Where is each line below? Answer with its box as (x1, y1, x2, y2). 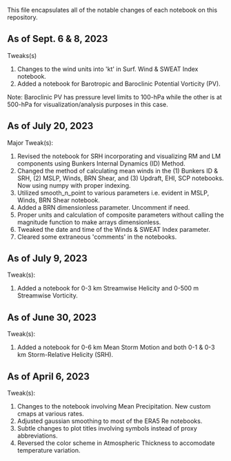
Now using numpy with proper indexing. (17, 181, 131, 189)
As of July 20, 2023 (7, 120, 94, 132)
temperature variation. (17, 447, 81, 455)
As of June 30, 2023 (7, 311, 97, 323)
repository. (7, 13, 38, 21)
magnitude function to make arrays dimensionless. (17, 217, 161, 226)
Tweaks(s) (7, 51, 37, 59)
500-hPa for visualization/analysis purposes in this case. (7, 100, 169, 108)
